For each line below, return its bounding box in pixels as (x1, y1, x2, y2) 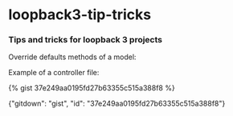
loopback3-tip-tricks (8, 6, 152, 24)
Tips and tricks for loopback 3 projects (8, 34, 163, 46)
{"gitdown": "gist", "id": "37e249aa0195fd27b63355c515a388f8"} (8, 98, 226, 109)
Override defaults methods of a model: (8, 52, 137, 62)
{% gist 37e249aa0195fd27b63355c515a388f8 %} (8, 83, 175, 93)
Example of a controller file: (8, 68, 100, 78)
